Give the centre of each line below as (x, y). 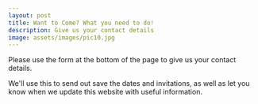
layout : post (30, 15)
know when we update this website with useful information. (105, 92)
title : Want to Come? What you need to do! (81, 23)
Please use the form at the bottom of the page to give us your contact (122, 60)
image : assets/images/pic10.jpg (62, 37)
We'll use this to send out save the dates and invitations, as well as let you (129, 84)
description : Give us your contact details (81, 30)
